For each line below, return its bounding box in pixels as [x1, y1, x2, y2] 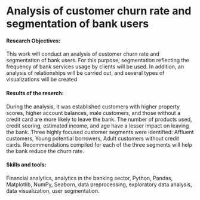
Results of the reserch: [6, 89, 64, 96]
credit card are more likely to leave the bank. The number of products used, [6, 116, 192, 123]
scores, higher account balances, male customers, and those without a [6, 109, 181, 116]
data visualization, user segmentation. [6, 187, 100, 194]
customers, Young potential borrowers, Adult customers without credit [6, 135, 179, 142]
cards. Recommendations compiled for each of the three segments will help [6, 141, 193, 148]
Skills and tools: [6, 161, 47, 168]
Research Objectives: [6, 37, 61, 44]
